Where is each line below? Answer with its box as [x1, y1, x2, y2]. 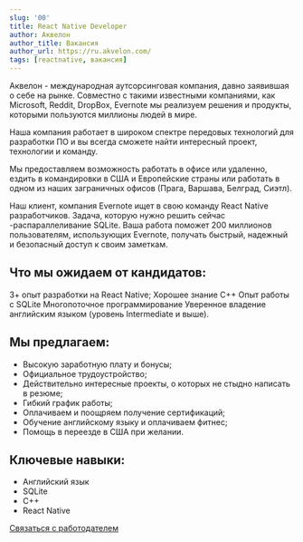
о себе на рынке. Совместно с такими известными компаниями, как [9, 90, 276, 101]
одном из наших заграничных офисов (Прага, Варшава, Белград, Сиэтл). [9, 183, 292, 193]
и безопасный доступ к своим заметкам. [9, 239, 168, 249]
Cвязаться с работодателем [9, 523, 119, 534]
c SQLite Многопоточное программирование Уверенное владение [9, 298, 267, 309]
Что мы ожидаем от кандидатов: [9, 265, 206, 281]
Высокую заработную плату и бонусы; [22, 359, 173, 370]
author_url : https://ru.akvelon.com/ [9, 47, 152, 56]
